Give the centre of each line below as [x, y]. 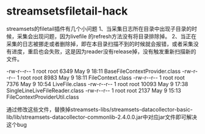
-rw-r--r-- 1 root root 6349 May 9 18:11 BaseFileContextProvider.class [94, 71]
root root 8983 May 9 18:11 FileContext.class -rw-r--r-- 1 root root [103, 78]
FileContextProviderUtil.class [43, 97]
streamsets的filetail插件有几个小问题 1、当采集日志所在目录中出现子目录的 [99, 28]
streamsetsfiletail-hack [67, 11]
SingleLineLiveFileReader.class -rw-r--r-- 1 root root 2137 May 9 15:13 [94, 90]
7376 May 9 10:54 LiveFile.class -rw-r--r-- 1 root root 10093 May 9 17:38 [97, 84]
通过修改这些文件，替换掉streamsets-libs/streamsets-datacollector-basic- [100, 109]
